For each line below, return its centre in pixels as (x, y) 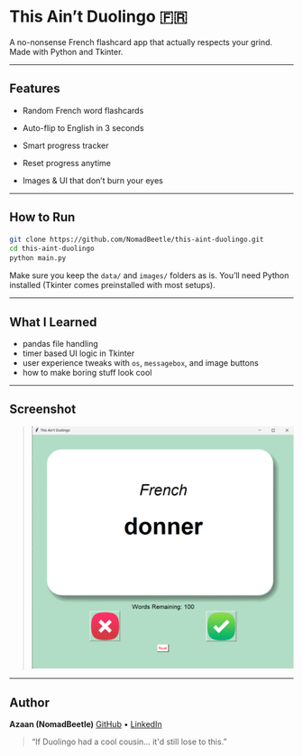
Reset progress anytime (66, 163)
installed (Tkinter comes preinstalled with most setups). (112, 285)
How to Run (42, 217)
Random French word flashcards (83, 110)
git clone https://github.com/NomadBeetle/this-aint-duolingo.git (137, 239)
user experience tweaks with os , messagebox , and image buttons (140, 363)
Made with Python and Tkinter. (66, 51)
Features (35, 89)
